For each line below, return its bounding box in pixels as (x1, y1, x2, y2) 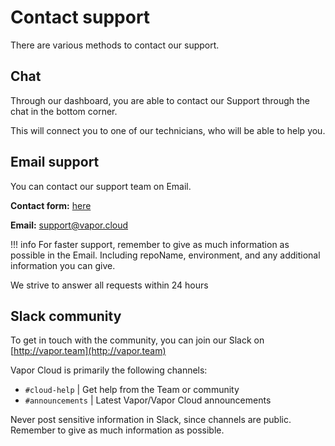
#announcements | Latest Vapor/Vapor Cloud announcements (24, 394, 272, 406)
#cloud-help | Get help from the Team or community (24, 384, 240, 396)
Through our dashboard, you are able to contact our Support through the (10, 94, 311, 106)
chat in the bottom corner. (10, 105, 118, 117)
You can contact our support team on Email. (10, 180, 192, 192)
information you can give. (10, 259, 116, 271)
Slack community (10, 307, 122, 325)
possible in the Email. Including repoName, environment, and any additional (10, 249, 321, 261)
